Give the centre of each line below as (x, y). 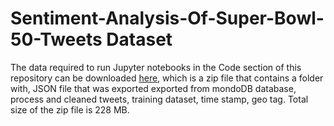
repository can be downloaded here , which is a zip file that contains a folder (167, 78)
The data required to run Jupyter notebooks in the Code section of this (156, 67)
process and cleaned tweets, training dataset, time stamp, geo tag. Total (159, 99)
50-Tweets (56, 39)
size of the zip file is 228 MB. (70, 109)
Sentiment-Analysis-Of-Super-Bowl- (167, 18)
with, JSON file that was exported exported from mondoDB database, (153, 88)
